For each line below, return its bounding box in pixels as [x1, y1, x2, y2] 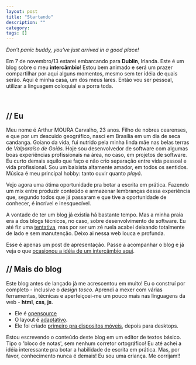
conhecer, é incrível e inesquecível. [6, 199, 92, 206]
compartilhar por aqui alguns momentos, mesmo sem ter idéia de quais [6, 70, 178, 77]
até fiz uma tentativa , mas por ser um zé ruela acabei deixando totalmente [6, 223, 185, 230]
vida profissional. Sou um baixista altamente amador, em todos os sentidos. [6, 163, 188, 170]
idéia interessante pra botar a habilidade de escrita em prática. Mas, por [6, 346, 180, 353]
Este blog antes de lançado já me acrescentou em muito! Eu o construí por [6, 280, 185, 287]
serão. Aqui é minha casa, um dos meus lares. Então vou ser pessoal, [6, 77, 174, 84]
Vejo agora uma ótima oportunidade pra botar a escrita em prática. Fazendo [6, 181, 189, 188]
